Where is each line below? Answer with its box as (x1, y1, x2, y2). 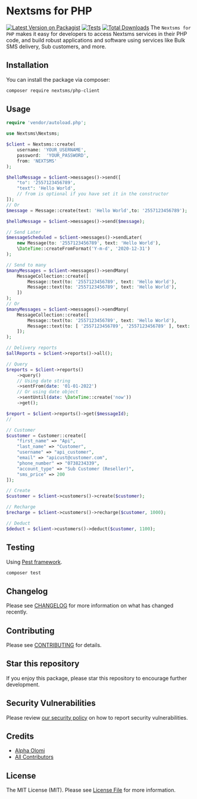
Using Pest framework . (6, 558, 62, 565)
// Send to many (6, 262, 46, 268)
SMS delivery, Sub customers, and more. (6, 43, 107, 50)
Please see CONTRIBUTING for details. (6, 642, 102, 648)
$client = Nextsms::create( (6, 141, 76, 147)
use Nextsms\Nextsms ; (6, 131, 60, 137)
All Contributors (14, 753, 54, 761)
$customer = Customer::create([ (6, 432, 86, 439)
